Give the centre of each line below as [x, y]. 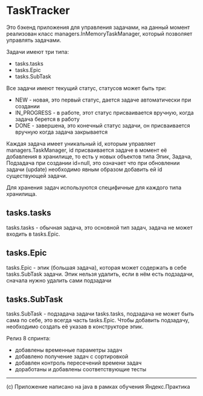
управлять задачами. [34, 40]
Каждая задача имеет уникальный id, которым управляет [81, 143]
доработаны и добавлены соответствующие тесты [81, 369]
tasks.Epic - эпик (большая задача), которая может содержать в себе [97, 267]
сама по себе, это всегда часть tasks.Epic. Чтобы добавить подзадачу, [98, 320]
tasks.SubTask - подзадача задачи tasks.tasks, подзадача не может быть [100, 314]
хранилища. [22, 193]
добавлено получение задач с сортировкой [72, 357]
